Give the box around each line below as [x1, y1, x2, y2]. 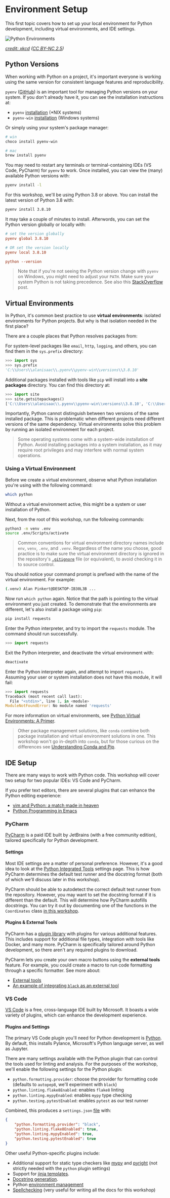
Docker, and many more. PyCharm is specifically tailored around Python [5, 941, 155, 947]
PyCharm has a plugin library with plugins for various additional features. [5, 930, 157, 937]
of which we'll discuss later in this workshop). [5, 876, 100, 882]
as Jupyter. [5, 1045, 29, 1052]
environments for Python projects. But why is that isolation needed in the [5, 318, 157, 324]
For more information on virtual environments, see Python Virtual [5, 713, 141, 719]
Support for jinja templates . [12, 1171, 69, 1177]
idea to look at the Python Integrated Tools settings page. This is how [5, 866, 150, 872]
